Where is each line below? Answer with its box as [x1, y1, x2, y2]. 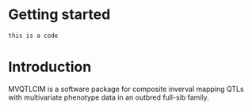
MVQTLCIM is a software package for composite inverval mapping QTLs [8, 84, 244, 93]
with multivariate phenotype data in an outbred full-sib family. [8, 93, 209, 102]
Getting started [8, 6, 111, 24]
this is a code [8, 32, 59, 40]
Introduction [8, 58, 92, 76]
